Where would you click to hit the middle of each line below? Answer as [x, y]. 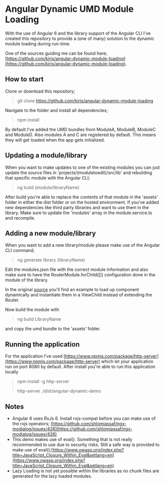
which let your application [127, 362]
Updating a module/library [46, 156]
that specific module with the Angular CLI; [48, 178]
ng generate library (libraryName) [51, 260]
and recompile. [20, 218]
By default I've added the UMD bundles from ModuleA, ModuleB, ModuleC [81, 129]
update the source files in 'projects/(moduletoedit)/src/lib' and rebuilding [79, 172]
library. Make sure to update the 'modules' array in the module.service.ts [79, 213]
